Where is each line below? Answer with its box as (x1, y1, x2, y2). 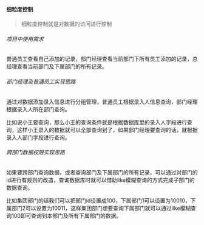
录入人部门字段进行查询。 (6, 134, 70, 141)
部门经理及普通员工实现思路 (6, 78, 76, 85)
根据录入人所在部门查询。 (6, 105, 70, 112)
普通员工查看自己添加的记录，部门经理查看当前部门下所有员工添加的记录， (6, 55, 192, 63)
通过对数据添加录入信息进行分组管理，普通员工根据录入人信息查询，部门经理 (6, 98, 198, 105)
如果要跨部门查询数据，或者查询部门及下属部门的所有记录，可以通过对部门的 (6, 168, 198, 176)
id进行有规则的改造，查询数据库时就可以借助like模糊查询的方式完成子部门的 (6, 176, 195, 184)
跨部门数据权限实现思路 (6, 149, 65, 156)
